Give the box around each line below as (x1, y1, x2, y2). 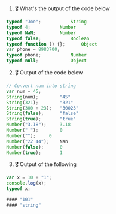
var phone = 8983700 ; (6, 47, 60, 53)
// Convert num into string (6, 83, 77, 89)
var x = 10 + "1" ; (6, 174, 52, 181)
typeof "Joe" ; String (6, 19, 87, 25)
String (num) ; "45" (6, 94, 71, 100)
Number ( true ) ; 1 (6, 149, 63, 156)
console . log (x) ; (6, 180, 47, 186)
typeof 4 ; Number (6, 24, 77, 30)
